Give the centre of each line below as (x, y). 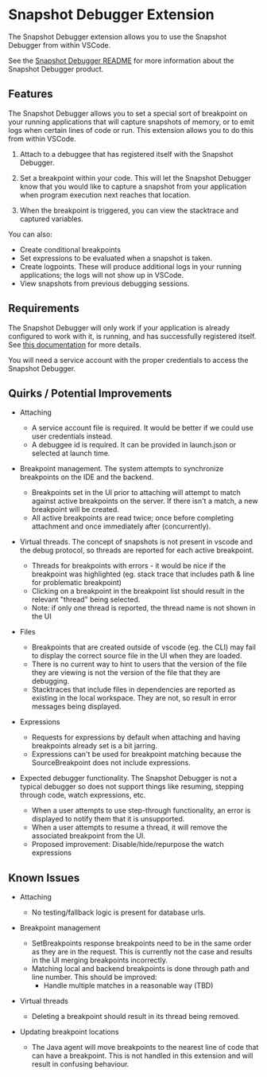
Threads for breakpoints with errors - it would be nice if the (129, 566)
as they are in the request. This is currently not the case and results (142, 952)
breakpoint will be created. (75, 509)
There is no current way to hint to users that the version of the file (139, 664)
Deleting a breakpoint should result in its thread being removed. (135, 1017)
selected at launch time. (71, 453)
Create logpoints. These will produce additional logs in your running (131, 266)
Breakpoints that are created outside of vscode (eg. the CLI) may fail (143, 647)
